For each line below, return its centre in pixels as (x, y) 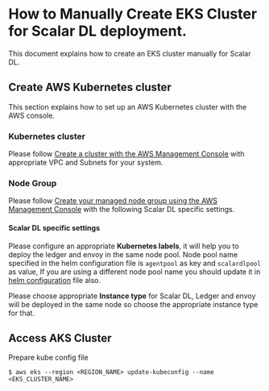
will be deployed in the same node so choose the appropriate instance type (133, 304)
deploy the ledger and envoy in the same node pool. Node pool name (123, 254)
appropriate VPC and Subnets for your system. (86, 163)
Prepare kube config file (48, 358)
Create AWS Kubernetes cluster (90, 87)
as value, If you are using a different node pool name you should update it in (134, 272)
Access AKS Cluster (60, 338)
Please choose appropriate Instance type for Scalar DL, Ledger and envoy (132, 296)
